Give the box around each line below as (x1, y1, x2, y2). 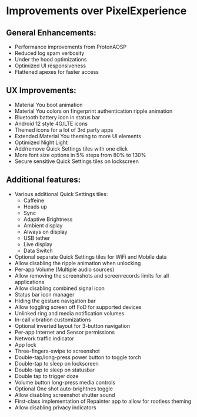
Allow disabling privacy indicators (14, 403, 96, 411)
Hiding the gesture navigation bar (14, 297, 96, 304)
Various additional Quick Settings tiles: (14, 190, 108, 197)
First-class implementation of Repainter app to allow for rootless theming (14, 398, 192, 405)
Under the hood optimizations (14, 56, 87, 63)
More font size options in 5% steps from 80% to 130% (14, 151, 146, 158)
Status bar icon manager (14, 291, 75, 298)
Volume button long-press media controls (14, 379, 116, 386)
